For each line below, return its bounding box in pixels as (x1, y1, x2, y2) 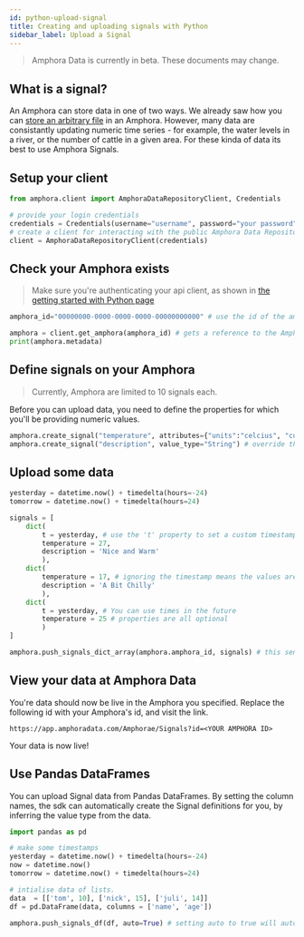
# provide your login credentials (9, 210, 140, 220)
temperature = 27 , (42, 539, 111, 548)
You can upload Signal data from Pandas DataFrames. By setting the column (9, 790, 294, 801)
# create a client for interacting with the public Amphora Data (9, 228, 261, 237)
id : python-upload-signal (9, 13, 107, 23)
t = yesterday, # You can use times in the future (42, 606, 237, 615)
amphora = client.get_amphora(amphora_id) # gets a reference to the (9, 328, 278, 338)
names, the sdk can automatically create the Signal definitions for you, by (9, 800, 283, 811)
